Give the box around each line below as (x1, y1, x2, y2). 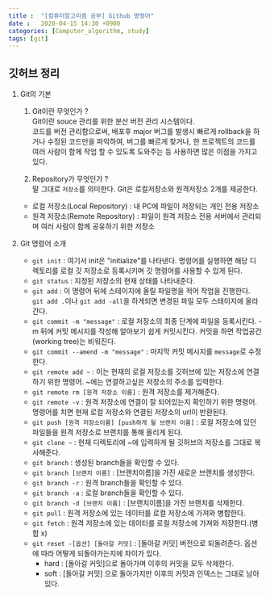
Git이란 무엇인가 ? (31, 107, 89, 116)
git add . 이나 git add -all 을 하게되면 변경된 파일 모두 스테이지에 (31, 296, 244, 306)
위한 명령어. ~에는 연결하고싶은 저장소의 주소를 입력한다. (47, 377, 224, 387)
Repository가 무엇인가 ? (31, 174, 109, 184)
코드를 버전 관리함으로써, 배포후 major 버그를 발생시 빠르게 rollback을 (31, 127, 251, 136)
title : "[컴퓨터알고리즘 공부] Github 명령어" (8, 11, 155, 20)
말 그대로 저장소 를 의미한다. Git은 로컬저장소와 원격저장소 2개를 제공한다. (31, 184, 258, 194)
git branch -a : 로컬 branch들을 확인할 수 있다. (31, 488, 184, 497)
